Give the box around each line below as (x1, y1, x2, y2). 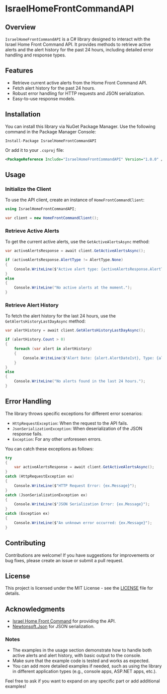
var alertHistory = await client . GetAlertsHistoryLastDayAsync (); (5, 328, 146, 333)
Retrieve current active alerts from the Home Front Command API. (12, 79, 148, 85)
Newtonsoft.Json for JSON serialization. (12, 624, 95, 630)
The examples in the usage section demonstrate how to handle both (12, 647, 152, 653)
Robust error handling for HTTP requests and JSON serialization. (12, 90, 145, 96)
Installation (5, 110, 41, 119)
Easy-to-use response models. (12, 95, 76, 101)
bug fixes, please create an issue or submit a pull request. (5, 557, 124, 563)
